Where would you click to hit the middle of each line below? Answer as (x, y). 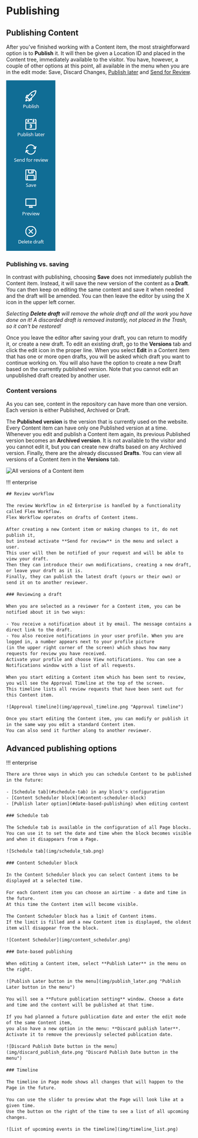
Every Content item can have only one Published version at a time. (87, 428)
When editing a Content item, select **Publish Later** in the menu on (96, 964)
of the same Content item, (39, 1023)
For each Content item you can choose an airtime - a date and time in (96, 893)
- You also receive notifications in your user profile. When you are (95, 636)
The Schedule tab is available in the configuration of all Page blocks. (99, 828)
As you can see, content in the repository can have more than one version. (97, 404)
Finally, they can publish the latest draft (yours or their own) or (94, 576)
